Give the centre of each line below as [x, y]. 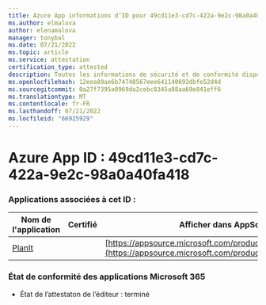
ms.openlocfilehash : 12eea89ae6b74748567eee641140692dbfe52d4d [115, 82]
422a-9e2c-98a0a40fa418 [99, 175]
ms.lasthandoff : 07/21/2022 [55, 112]
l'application [36, 230]
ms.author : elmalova [42, 23]
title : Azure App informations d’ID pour [78, 15]
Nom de [36, 220]
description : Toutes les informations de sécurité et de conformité [123, 74]
